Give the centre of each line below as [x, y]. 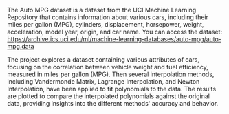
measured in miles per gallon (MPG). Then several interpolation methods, [111, 74]
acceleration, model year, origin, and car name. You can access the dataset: [115, 32]
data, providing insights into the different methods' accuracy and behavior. [113, 103]
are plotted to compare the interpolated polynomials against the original [108, 96]
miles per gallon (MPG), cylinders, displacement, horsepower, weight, [106, 24]
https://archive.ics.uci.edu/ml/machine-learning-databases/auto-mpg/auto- [115, 39]
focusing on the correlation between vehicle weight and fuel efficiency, [108, 67]
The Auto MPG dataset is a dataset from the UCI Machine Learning [102, 10]
